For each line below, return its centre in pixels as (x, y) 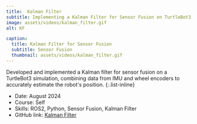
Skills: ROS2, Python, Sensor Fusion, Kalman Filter (75, 108)
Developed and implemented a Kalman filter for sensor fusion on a (87, 72)
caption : (17, 39)
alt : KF (16, 28)
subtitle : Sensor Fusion (42, 50)
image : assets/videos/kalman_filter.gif (57, 22)
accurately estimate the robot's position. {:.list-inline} (70, 84)
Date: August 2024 (37, 96)
